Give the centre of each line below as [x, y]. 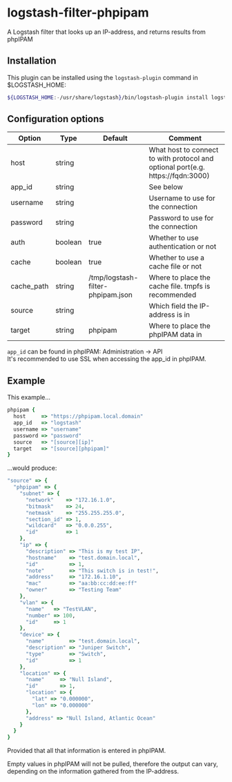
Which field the [173, 306]
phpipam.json [111, 295]
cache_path [30, 286]
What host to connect [184, 150]
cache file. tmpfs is [180, 286]
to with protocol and [181, 159]
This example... [29, 398]
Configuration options [56, 119]
